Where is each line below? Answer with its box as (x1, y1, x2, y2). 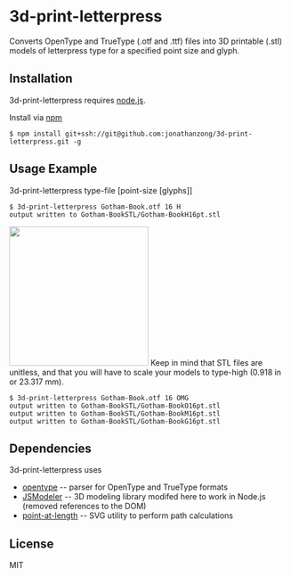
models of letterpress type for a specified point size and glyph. (9, 45, 240, 55)
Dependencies (9, 441, 92, 456)
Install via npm (9, 111, 62, 122)
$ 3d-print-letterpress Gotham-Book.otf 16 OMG (9, 393, 190, 402)
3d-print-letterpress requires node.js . (9, 95, 146, 105)
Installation (9, 71, 73, 87)
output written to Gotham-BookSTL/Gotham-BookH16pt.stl (9, 210, 221, 219)
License (9, 536, 54, 551)
